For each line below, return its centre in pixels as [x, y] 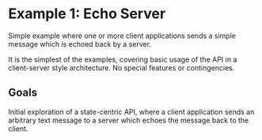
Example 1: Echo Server [87, 14]
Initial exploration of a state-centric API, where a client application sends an [131, 112]
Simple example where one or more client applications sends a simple [122, 36]
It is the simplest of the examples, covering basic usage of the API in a [123, 59]
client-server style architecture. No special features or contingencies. [122, 67]
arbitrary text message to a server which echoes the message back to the [129, 120]
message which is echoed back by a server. [80, 44]
